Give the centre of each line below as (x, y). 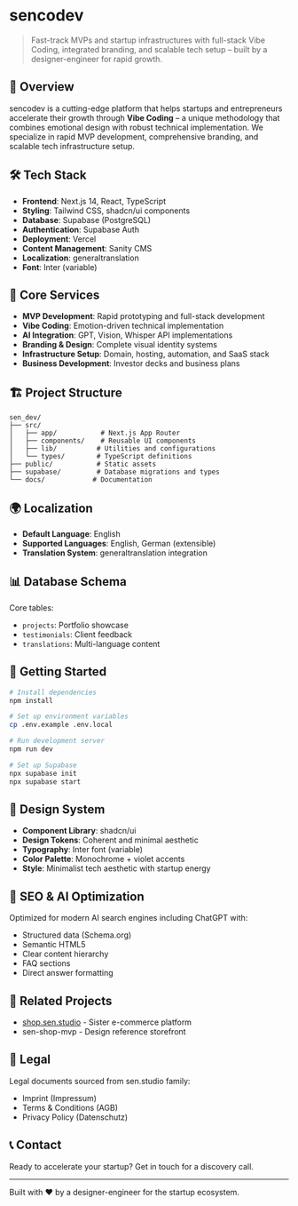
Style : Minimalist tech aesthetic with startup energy (116, 868)
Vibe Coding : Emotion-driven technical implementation (123, 326)
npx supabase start (45, 782)
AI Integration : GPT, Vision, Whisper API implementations (127, 335)
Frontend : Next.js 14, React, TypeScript (94, 201)
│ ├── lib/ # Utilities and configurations (113, 449)
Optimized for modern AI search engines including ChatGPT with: (129, 918)
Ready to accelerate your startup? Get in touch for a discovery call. (132, 1166)
